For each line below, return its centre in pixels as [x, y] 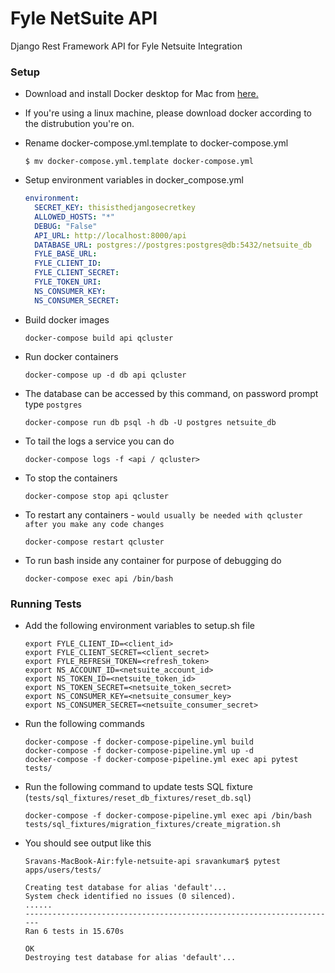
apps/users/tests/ [63, 870]
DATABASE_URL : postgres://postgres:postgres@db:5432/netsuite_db [173, 245]
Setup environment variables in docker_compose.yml [134, 180]
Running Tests [46, 604]
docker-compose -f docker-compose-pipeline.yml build [139, 742]
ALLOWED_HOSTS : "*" [75, 217]
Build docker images [67, 319]
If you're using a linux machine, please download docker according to [168, 113]
